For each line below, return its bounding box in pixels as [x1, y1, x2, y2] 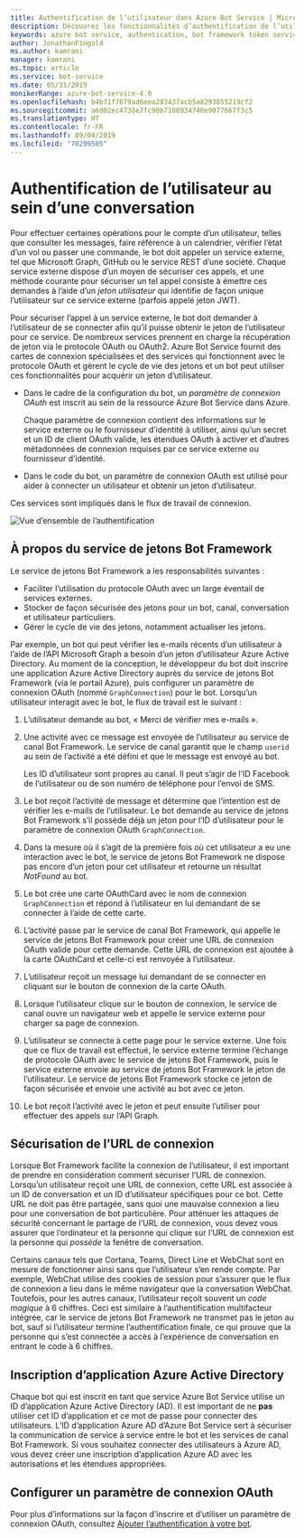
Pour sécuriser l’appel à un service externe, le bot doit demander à [10, 312, 258, 323]
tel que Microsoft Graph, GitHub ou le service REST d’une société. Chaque [10, 256, 287, 267]
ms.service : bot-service [10, 72, 104, 81]
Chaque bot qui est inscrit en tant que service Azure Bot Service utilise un [10, 1392, 285, 1402]
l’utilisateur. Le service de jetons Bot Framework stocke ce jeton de [23, 1073, 272, 1084]
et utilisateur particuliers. [23, 611, 116, 622]
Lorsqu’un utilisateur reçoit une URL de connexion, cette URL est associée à [10, 1179, 292, 1190]
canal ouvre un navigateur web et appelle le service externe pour [23, 1007, 266, 1018]
